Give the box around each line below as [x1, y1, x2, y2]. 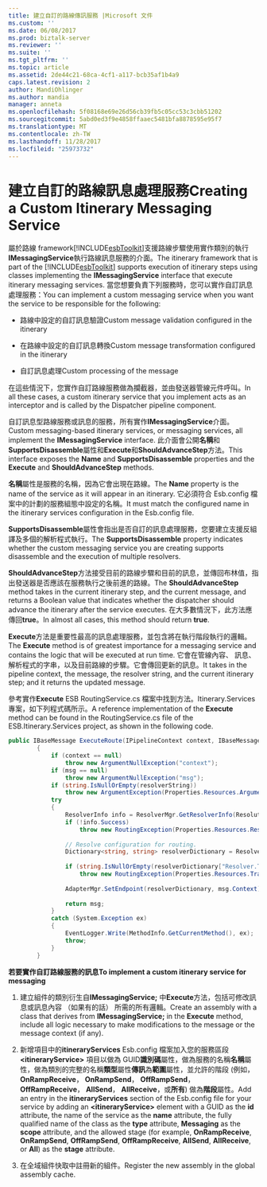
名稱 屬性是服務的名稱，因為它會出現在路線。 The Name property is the [8, 479, 239, 489]
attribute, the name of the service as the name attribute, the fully [19, 1110, 232, 1119]
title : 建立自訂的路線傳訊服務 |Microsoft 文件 [8, 11, 153, 20]
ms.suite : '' [8, 49, 52, 57]
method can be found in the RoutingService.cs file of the [8, 713, 194, 723]
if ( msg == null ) [50, 766, 109, 775]
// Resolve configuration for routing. [64, 841, 197, 849]
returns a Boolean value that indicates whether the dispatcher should [8, 595, 234, 605]
